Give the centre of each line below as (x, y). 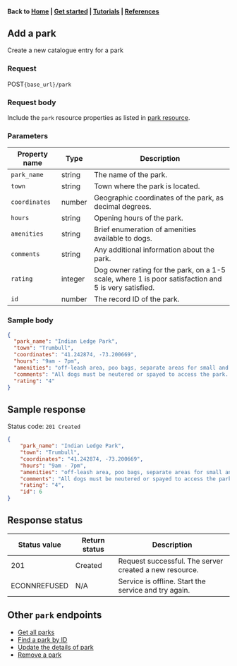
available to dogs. (123, 238)
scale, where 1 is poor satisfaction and (158, 279)
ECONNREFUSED (40, 586)
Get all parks (36, 632)
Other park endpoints (55, 615)
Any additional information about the (154, 250)
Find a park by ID (42, 639)
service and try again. (154, 590)
